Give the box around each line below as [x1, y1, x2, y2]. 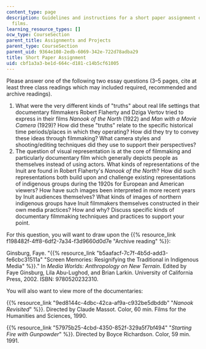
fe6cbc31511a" [6, 255, 43, 263]
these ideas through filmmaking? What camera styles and [15, 134, 161, 141]
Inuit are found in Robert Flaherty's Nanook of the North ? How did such [15, 167, 196, 174]
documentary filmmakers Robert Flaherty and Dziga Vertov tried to [15, 108, 184, 116]
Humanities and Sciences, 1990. [6, 312, 88, 319]
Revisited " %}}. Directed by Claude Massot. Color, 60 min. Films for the [6, 306, 186, 313]
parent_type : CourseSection [6, 43, 78, 50]
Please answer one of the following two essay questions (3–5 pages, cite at [6, 77, 197, 84]
